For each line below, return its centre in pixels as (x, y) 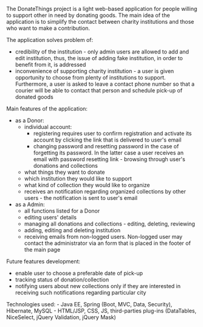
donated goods (34, 97)
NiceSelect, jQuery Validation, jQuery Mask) (61, 317)
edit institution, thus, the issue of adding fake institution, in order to (99, 58)
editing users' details (50, 217)
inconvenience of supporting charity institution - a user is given (95, 71)
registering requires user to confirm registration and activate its (112, 133)
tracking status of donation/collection (62, 280)
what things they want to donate (64, 172)
